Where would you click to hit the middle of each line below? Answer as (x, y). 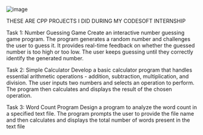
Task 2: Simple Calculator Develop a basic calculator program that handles (99, 70)
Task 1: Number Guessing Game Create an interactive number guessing (95, 33)
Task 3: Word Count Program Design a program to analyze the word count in (102, 107)
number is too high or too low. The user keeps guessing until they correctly (100, 52)
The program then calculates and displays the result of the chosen (89, 89)
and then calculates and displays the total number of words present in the (98, 120)
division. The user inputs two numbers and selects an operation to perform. (101, 83)
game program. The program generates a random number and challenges (98, 39)
